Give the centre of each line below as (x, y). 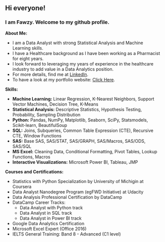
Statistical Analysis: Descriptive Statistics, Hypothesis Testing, (77, 109)
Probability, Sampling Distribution (46, 115)
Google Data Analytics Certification (48, 223)
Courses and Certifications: (34, 172)
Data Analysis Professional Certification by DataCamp (67, 197)
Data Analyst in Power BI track (51, 218)
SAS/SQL (22, 146)
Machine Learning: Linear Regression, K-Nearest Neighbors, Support (83, 99)
